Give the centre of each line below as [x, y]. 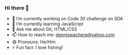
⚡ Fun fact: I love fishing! [37, 48]
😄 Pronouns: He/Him [34, 42]
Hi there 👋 [17, 8]
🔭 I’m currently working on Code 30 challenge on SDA [67, 19]
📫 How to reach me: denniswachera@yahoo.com [63, 35]
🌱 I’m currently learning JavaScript [47, 24]
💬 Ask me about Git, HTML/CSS [44, 29]
